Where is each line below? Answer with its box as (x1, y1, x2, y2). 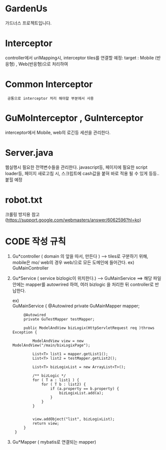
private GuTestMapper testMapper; (23, 317, 95, 321)
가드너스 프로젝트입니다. (5, 20, 52, 26)
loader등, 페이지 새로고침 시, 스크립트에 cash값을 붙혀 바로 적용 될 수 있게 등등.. (5, 170, 160, 176)
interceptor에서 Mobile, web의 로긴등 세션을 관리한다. (5, 129, 111, 135)
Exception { (12, 329, 37, 335)
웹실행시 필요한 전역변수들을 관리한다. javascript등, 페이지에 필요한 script (5, 164, 148, 170)
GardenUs (5, 3, 48, 14)
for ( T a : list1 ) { (32, 378, 79, 383)
